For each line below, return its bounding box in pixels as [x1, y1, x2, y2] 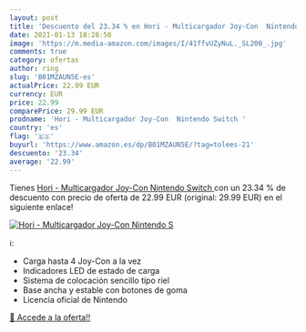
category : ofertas [9, 55, 79, 65]
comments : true [9, 47, 67, 56]
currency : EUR [9, 89, 64, 98]
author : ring [9, 65, 59, 74]
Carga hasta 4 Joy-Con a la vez [22, 256, 142, 267]
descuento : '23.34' [9, 148, 84, 157]
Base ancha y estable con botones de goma [22, 284, 189, 296]
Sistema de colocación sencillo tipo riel [22, 275, 170, 286]
